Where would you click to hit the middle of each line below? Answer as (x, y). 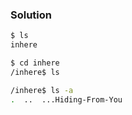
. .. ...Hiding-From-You (66, 99)
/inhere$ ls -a (42, 90)
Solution (31, 15)
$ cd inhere (35, 63)
